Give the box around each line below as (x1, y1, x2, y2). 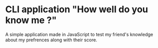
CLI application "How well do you (5, 4, 148, 15)
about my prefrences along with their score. (5, 37, 98, 43)
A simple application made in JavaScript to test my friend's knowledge (5, 31, 153, 37)
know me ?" (5, 14, 57, 26)
